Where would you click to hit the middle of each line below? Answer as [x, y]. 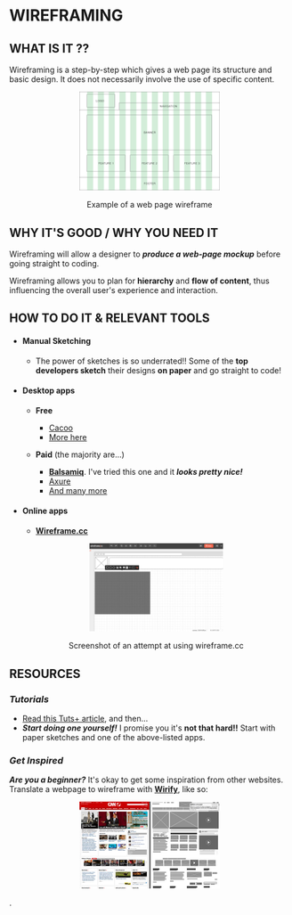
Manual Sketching [57, 340]
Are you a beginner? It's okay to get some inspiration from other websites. [146, 780]
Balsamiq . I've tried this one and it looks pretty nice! [146, 471]
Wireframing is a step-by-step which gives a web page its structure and [141, 69]
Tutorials [29, 699]
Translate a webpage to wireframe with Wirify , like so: [109, 789]
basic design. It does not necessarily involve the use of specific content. [142, 79]
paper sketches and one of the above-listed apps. [114, 738]
